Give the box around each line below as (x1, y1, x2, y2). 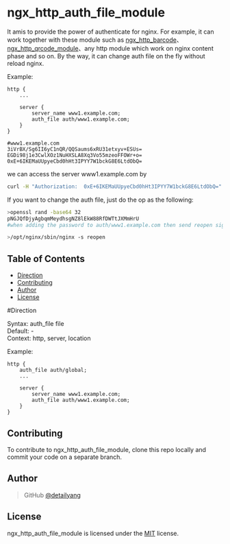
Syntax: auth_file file (7, 320, 64, 328)
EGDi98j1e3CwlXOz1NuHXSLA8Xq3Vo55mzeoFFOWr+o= (7, 152, 142, 158)
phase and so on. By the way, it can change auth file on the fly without (7, 51, 205, 60)
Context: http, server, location (7, 334, 91, 342)
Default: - (7, 327, 34, 335)
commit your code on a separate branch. (7, 453, 122, 461)
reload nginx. (7, 59, 44, 67)
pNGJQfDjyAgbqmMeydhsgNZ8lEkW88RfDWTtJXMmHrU (7, 215, 139, 222)
